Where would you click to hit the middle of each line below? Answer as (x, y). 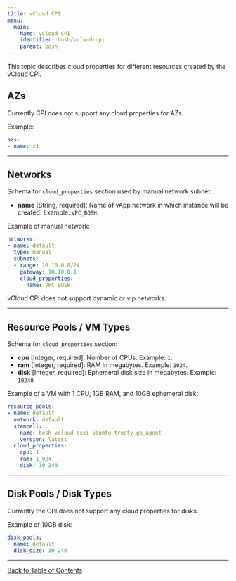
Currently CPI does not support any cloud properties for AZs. (96, 113)
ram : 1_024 (36, 459)
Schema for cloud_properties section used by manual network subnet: (110, 191)
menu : (15, 20)
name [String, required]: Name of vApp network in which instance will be (123, 205)
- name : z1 (23, 146)
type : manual (33, 253)
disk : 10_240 (39, 466)
